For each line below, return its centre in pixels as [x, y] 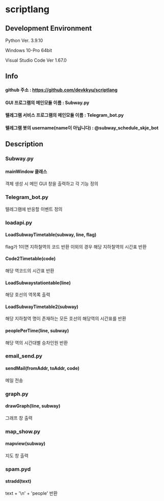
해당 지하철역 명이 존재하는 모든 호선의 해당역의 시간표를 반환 [66, 319]
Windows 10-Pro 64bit [29, 50]
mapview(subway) [25, 444]
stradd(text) [18, 481]
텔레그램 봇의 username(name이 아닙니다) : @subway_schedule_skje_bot [82, 128]
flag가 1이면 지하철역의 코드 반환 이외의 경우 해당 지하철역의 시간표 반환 [76, 246]
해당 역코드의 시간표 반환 [30, 270]
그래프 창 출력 [19, 418]
